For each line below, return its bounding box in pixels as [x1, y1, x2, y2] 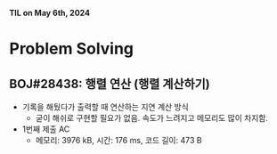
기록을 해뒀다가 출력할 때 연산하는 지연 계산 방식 [21, 101, 189, 112]
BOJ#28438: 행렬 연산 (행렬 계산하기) [9, 76, 211, 92]
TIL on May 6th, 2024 [9, 8, 91, 18]
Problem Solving [9, 39, 134, 59]
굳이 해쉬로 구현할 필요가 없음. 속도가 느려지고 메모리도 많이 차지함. [35, 113, 269, 123]
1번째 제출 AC [21, 124, 70, 134]
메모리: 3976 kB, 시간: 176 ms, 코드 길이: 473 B [35, 135, 202, 145]
